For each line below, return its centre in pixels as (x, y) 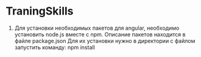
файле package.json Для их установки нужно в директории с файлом (105, 41)
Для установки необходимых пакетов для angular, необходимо (97, 28)
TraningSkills (40, 11)
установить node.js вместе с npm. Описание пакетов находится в (100, 34)
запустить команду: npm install (55, 47)
